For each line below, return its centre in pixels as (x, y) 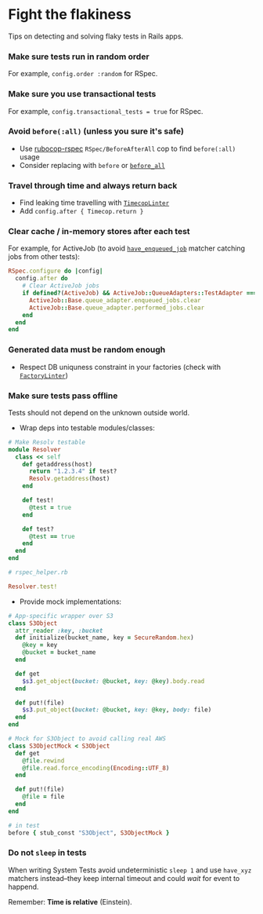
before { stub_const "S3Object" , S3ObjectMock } (89, 833)
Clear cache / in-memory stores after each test (99, 232)
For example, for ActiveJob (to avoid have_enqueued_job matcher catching (126, 248)
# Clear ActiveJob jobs (61, 286)
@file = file (43, 797)
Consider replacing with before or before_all (92, 165)
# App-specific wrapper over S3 (61, 616)
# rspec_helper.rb (38, 572)
